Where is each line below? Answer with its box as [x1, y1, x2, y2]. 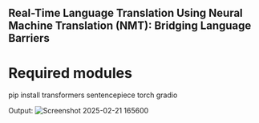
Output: [8, 106, 34, 116]
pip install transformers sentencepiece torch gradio [8, 90, 178, 100]
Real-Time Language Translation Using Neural [8, 6, 243, 20]
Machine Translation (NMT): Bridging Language [8, 19, 252, 33]
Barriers [8, 31, 50, 45]
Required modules [8, 64, 132, 82]
